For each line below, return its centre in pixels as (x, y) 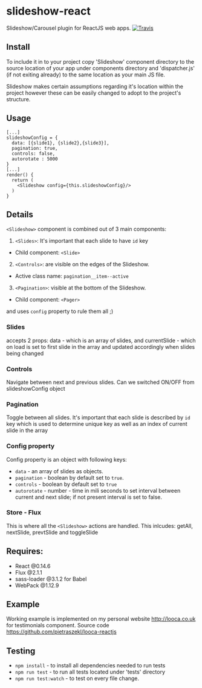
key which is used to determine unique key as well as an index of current (97, 424)
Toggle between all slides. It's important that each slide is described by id (98, 417)
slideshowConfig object (36, 388)
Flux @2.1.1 (28, 572)
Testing (21, 651)
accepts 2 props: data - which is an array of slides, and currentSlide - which (101, 340)
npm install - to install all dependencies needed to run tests (90, 666)
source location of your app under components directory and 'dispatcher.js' (101, 68)
